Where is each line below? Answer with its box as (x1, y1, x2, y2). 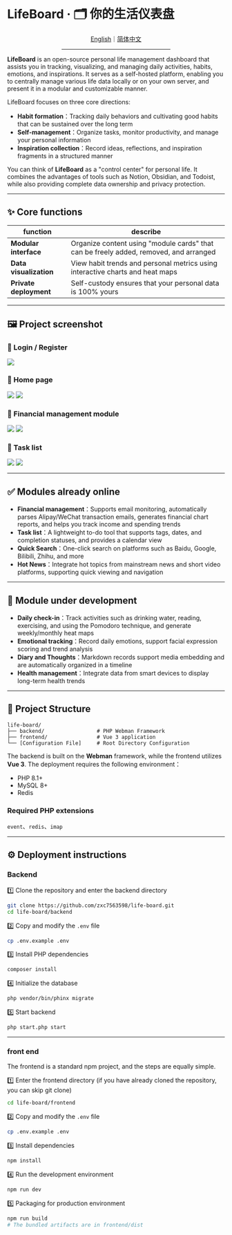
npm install (7, 1158, 41, 1165)
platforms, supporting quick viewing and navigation (17, 568, 164, 577)
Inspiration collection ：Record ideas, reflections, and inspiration (17, 144, 202, 152)
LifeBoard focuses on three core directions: (7, 97, 131, 106)
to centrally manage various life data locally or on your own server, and (7, 77, 209, 85)
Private (10, 278, 35, 287)
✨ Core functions (7, 207, 83, 218)
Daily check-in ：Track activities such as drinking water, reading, (17, 613, 202, 622)
